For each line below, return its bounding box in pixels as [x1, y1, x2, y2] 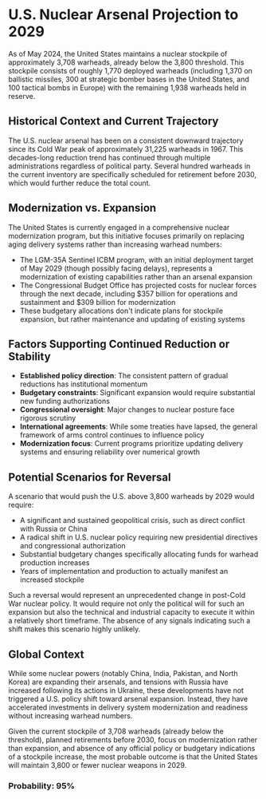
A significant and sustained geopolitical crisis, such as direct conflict [19, 516, 245, 525]
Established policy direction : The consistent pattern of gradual [19, 371, 229, 381]
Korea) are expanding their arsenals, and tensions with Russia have [8, 677, 229, 686]
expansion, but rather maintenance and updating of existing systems [19, 314, 245, 324]
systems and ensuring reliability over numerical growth [19, 447, 201, 457]
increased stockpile [19, 575, 85, 584]
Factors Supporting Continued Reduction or [8, 337, 230, 350]
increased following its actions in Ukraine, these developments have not [8, 686, 244, 695]
